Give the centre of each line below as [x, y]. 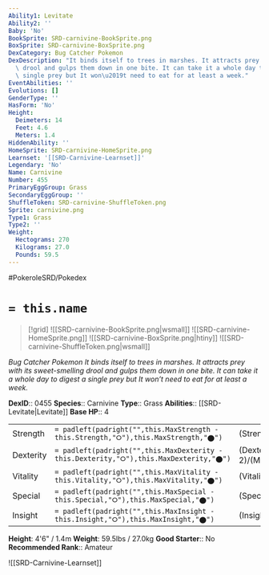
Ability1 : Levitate [41, 16]
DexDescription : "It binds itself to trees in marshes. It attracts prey [134, 61]
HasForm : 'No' [32, 105]
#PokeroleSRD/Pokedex [48, 277]
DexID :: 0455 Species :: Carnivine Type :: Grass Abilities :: [103, 403]
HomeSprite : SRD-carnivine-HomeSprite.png [80, 150]
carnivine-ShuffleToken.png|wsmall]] [89, 346]
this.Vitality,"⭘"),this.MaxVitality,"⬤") [139, 480]
